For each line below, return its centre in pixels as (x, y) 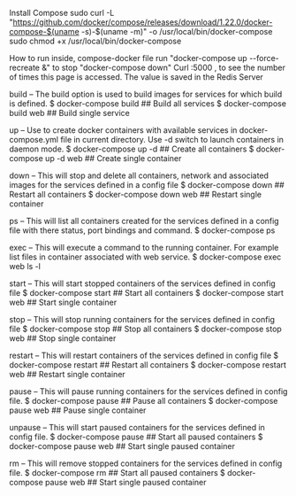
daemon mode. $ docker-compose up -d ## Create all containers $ (132, 149)
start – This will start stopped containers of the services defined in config (142, 283)
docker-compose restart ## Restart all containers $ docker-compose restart (148, 365)
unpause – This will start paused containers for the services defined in (137, 427)
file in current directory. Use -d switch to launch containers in (172, 139)
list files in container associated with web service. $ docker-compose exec (145, 257)
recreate (25, 67)
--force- (264, 58)
